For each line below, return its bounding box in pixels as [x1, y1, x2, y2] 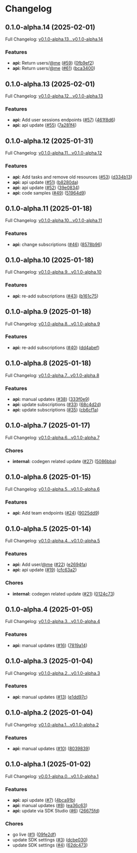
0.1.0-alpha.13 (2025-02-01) [5, 79, 95, 88]
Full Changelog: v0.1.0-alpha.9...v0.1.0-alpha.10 [5, 269, 101, 275]
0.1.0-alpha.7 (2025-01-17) [5, 421, 90, 430]
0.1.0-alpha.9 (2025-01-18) [5, 307, 91, 316]
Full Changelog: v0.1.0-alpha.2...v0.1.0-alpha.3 [5, 670, 100, 676]
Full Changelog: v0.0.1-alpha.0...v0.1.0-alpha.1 [5, 773, 99, 779]
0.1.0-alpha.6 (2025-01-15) [5, 473, 91, 481]
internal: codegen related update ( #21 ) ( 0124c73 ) [12, 590, 115, 596]
